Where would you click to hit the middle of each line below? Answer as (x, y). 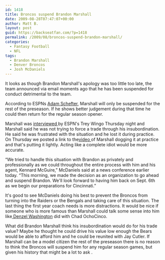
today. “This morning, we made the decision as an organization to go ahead (82, 175)
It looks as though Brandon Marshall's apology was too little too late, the (79, 84)
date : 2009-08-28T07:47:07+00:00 (40, 19)
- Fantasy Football (30, 46)
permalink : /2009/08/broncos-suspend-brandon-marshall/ (64, 38)
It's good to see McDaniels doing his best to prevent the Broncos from (77, 195)
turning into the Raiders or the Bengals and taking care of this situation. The (82, 200)
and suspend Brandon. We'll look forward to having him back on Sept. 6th (80, 180)
